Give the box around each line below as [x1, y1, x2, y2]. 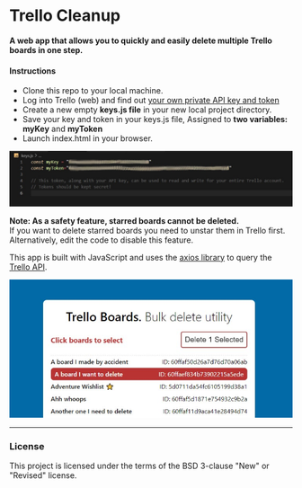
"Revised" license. [9, 470, 77, 481]
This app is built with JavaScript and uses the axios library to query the [9, 252, 272, 262]
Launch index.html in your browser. [22, 133, 153, 144]
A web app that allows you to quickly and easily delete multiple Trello [9, 35, 272, 46]
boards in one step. [9, 44, 84, 55]
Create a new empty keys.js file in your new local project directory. [22, 104, 272, 115]
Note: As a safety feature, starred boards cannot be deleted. [9, 215, 240, 226]
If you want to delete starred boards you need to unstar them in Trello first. [9, 225, 286, 235]
